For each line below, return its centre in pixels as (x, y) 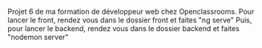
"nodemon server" (38, 37)
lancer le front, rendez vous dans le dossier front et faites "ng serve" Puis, (130, 20)
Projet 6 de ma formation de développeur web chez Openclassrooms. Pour (131, 12)
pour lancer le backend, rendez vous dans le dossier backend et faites (123, 28)
